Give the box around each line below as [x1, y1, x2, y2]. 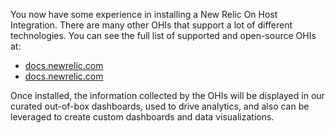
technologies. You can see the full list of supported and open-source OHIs [10, 30, 317, 41]
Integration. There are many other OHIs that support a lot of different [10, 19, 293, 31]
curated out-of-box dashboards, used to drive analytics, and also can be [10, 100, 310, 112]
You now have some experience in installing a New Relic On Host [10, 9, 278, 20]
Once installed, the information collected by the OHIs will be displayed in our [10, 90, 325, 101]
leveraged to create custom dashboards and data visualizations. [10, 111, 275, 123]
